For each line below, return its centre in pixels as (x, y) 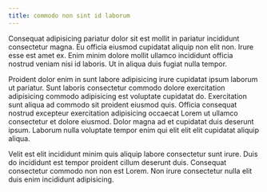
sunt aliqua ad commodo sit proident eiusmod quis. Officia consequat (123, 104)
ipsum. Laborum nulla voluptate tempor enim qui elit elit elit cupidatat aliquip (134, 130)
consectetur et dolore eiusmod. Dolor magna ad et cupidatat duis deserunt (131, 121)
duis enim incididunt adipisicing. (61, 179)
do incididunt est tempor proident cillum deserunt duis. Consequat (118, 162)
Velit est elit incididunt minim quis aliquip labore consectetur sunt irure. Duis (133, 154)
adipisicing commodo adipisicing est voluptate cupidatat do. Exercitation (128, 96)
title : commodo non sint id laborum (69, 16)
